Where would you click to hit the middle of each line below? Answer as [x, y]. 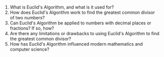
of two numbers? [27, 18]
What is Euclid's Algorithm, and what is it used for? [62, 7]
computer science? [30, 49]
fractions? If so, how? [32, 28]
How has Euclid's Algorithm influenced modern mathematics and [76, 44]
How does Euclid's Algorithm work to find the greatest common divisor [82, 12]
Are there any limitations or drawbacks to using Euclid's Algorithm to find [85, 33]
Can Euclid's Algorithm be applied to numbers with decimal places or [81, 23]
